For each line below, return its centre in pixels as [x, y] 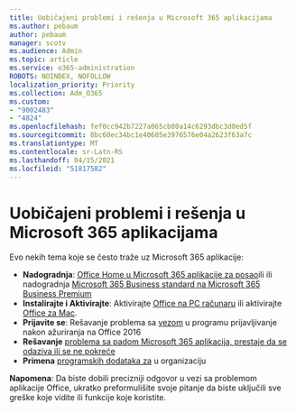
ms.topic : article [44, 60]
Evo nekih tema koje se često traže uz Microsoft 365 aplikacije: [126, 257]
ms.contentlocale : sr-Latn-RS [66, 151]
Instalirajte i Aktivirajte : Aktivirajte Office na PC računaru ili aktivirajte [152, 304]
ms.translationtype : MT [54, 143]
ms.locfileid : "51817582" [58, 169]
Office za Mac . [50, 313]
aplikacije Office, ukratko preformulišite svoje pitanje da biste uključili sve [145, 388]
